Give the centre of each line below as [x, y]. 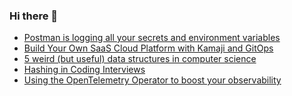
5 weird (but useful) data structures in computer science [140, 59]
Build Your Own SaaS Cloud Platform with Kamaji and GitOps [148, 48]
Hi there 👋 [34, 16]
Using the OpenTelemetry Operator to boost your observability [152, 80]
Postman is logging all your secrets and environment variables [152, 38]
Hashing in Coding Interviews [84, 70]
